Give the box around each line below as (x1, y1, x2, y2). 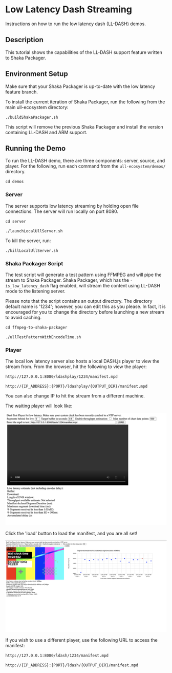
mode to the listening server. (5, 288, 66, 294)
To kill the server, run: (5, 238, 51, 244)
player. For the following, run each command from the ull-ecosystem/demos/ (5, 163, 166, 169)
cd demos (5, 179, 24, 185)
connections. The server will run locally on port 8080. (5, 208, 119, 214)
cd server (5, 219, 27, 224)
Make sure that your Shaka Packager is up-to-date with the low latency (5, 83, 155, 89)
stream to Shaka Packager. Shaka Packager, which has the (5, 277, 130, 283)
